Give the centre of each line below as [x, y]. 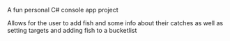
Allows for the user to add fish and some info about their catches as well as [115, 23]
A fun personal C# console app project [63, 10]
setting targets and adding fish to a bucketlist [72, 30]
